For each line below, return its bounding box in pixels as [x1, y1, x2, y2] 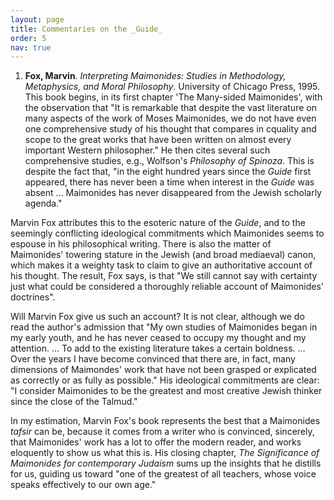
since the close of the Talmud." [10, 396, 138, 408]
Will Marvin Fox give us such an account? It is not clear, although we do [10, 311, 305, 323]
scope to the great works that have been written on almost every [24, 134, 292, 146]
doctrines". [10, 291, 56, 303]
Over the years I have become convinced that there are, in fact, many [10, 353, 296, 365]
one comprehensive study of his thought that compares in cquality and [24, 123, 317, 135]
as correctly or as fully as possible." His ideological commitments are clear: [10, 374, 320, 386]
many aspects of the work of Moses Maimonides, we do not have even [24, 112, 317, 125]
